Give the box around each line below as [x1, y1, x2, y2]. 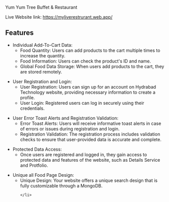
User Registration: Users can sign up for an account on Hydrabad [20, 84, 156, 90]
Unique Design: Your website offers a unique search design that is [20, 177, 158, 183]
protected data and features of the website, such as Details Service [20, 157, 160, 163]
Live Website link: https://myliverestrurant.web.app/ [5, 14, 112, 20]
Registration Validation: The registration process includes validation [20, 131, 160, 137]
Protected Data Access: [12, 146, 62, 152]
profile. [20, 94, 35, 100]
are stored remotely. [20, 69, 62, 75]
